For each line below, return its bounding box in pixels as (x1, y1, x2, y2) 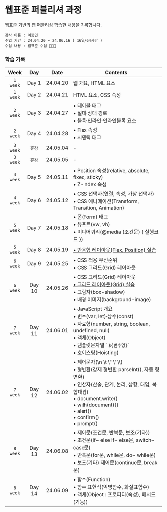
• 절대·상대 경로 (73, 110, 108, 117)
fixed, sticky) (73, 174, 103, 181)
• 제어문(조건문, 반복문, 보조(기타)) (73, 429, 150, 436)
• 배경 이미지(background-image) (73, 296, 151, 303)
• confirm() (73, 414, 99, 421)
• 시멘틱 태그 (73, 134, 102, 141)
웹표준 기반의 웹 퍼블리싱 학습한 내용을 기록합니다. (5, 22, 102, 28)
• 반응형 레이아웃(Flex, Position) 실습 (73, 247, 157, 254)
